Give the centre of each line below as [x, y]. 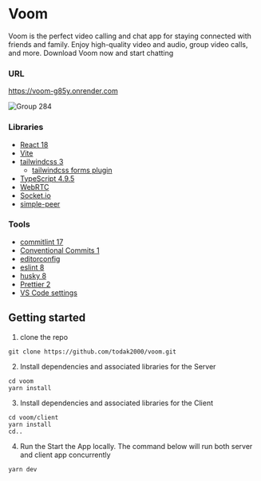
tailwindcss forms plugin [72, 170]
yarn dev [23, 469]
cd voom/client [34, 417]
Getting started [47, 318]
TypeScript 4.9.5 [47, 178]
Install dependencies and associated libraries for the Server [118, 366]
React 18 [34, 144]
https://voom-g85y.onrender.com [63, 91]
